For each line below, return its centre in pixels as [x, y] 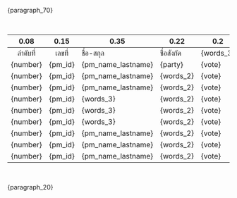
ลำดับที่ [26, 53]
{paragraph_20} [30, 187]
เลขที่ [62, 53]
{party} [171, 64]
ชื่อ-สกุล [93, 53]
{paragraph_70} [30, 10]
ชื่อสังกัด [171, 53]
